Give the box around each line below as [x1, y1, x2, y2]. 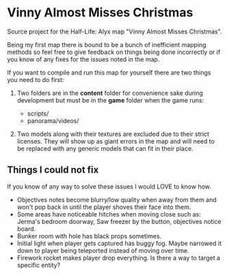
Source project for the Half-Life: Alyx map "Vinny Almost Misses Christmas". [7, 27, 222, 36]
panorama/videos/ [27, 116, 79, 124]
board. [16, 224, 36, 233]
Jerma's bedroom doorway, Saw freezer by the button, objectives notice [16, 217, 221, 225]
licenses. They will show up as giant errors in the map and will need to [16, 137, 215, 145]
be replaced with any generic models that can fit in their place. [16, 144, 193, 152]
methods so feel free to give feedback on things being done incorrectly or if [7, 48, 221, 56]
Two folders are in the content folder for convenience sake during [16, 89, 204, 97]
